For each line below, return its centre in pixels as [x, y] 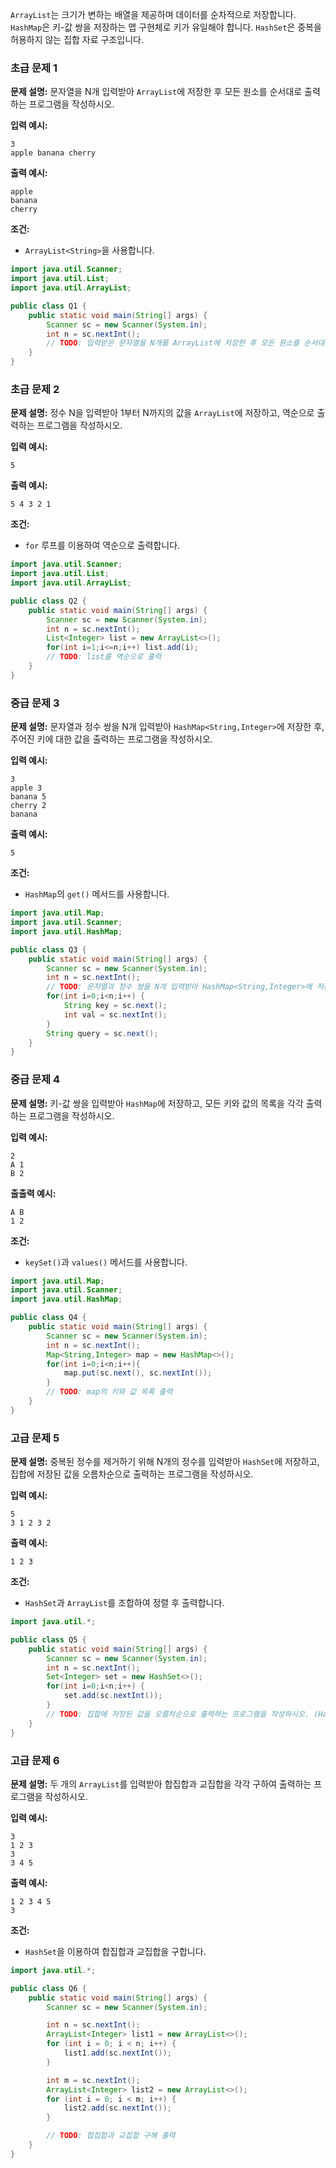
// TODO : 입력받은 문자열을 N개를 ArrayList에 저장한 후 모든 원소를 [173, 343]
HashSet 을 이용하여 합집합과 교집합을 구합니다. [115, 1951]
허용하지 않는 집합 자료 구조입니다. [77, 39]
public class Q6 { [48, 1988]
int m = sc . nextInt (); [93, 2080]
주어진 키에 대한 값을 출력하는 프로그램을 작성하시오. [111, 739]
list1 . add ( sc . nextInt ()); [117, 2053]
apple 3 [26, 788]
